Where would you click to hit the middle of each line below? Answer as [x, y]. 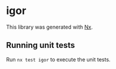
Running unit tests [41, 45]
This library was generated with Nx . [49, 27]
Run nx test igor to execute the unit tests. [58, 59]
